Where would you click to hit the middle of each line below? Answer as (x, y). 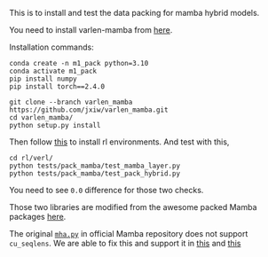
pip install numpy (43, 79)
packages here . (38, 217)
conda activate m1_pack (53, 71)
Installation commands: (52, 47)
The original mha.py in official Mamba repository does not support (129, 234)
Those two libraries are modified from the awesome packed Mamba (133, 207)
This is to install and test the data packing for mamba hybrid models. (134, 13)
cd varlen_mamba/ (41, 118)
